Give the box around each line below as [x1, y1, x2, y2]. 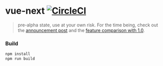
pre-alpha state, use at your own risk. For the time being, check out [17, 22, 158, 28]
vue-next [5, 5, 45, 17]
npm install [5, 51, 30, 57]
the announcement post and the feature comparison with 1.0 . [17, 27, 145, 33]
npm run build [5, 56, 35, 61]
